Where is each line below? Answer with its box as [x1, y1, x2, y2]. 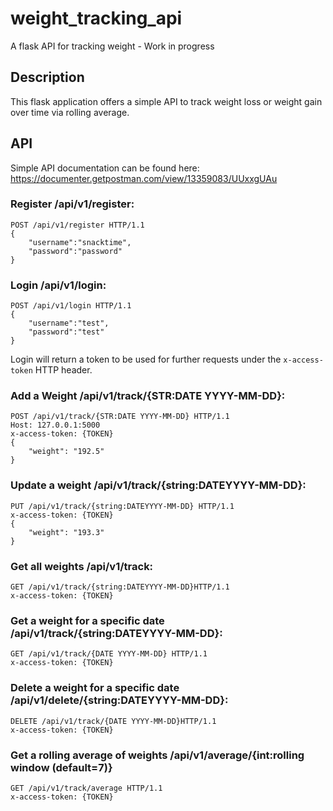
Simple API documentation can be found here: [10, 162, 200, 174]
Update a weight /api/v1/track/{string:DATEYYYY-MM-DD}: [10, 478, 307, 492]
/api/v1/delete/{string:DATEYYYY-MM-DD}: [10, 693, 229, 707]
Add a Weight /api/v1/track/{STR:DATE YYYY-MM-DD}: [10, 389, 286, 403]
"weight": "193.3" [28, 527, 105, 537]
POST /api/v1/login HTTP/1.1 [10, 301, 132, 311]
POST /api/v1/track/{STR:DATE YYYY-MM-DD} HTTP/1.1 [10, 412, 230, 422]
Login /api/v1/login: [10, 278, 107, 292]
